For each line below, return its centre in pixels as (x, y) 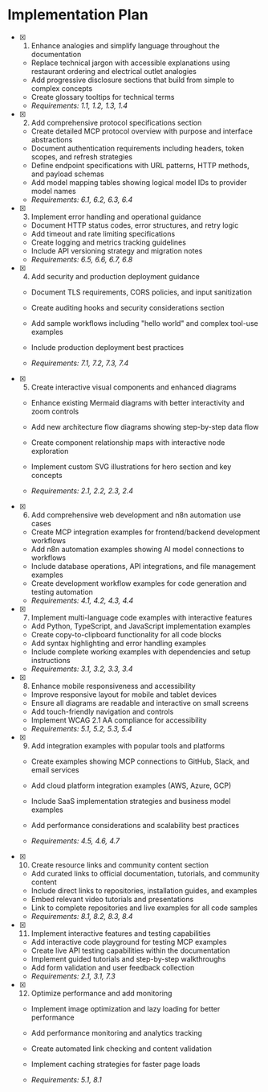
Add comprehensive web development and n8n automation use (136, 515)
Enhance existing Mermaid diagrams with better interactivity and (138, 402)
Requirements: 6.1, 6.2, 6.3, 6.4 (82, 200)
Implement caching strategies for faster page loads (116, 1064)
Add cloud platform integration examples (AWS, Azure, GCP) (131, 785)
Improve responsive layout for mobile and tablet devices (124, 694)
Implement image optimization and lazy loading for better (126, 1008)
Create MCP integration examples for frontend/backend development (146, 532)
